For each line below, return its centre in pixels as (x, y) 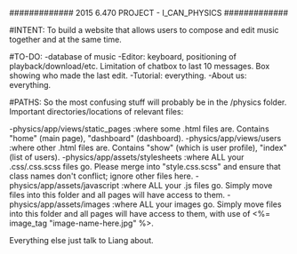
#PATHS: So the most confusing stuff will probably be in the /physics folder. (148, 102)
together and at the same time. (65, 40)
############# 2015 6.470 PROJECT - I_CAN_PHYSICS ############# (149, 13)
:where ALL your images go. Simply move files (197, 204)
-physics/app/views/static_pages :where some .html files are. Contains (139, 129)
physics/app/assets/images (60, 204)
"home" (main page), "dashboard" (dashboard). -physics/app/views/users (145, 138)
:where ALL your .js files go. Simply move (197, 185)
